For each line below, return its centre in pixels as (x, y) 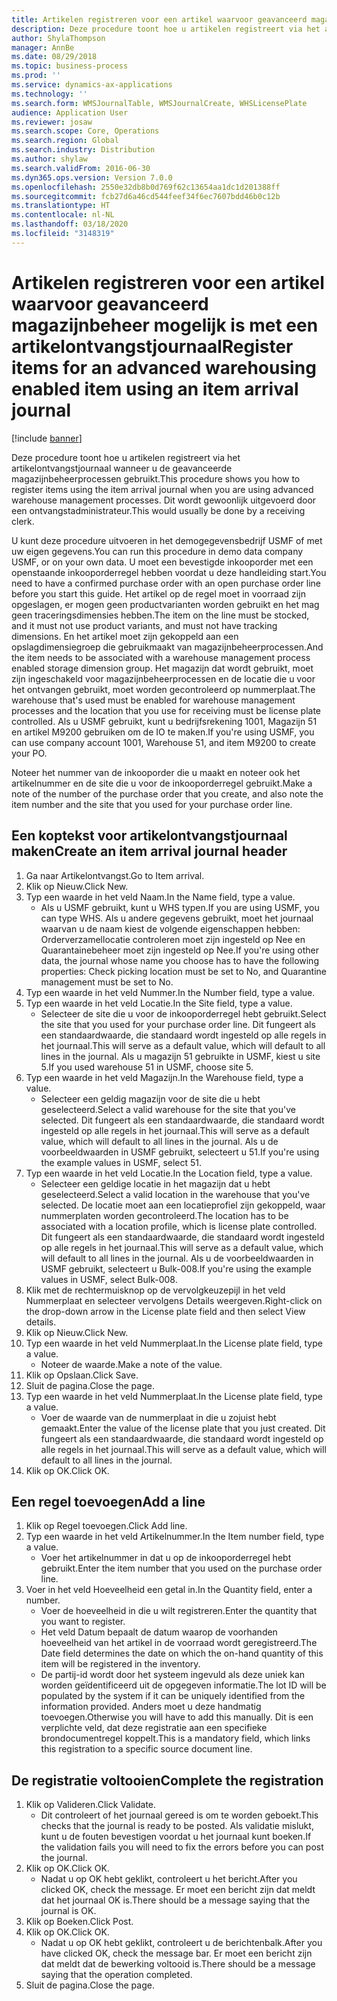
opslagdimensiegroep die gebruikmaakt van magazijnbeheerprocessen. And (167, 647)
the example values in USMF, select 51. (121, 1162)
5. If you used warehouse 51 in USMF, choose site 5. (147, 1067)
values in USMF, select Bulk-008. (109, 1279)
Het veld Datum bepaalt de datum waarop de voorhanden (159, 1632)
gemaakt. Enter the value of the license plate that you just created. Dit (183, 1428)
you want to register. (83, 1622)
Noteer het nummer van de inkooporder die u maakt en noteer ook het (156, 772)
